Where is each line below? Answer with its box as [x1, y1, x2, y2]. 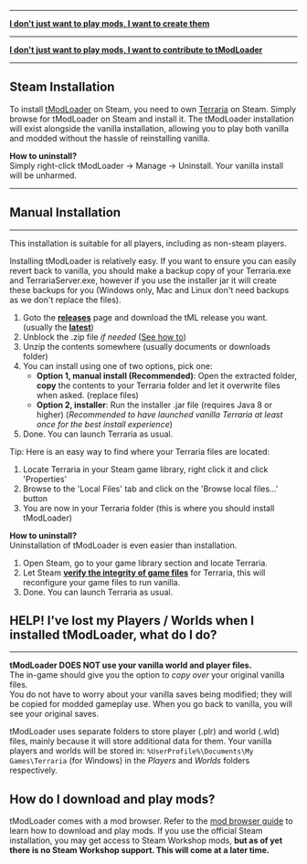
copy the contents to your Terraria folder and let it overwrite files [36, 380, 281, 391]
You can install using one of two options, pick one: [22, 360, 213, 371]
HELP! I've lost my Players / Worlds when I [9, 613, 254, 628]
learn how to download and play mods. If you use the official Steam [9, 826, 263, 837]
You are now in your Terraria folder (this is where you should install [22, 502, 275, 513]
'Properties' [22, 473, 68, 484]
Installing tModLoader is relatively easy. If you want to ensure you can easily [9, 255, 297, 266]
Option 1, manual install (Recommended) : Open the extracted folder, [36, 370, 297, 381]
